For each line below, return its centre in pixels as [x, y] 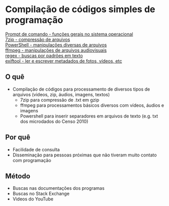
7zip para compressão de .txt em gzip [60, 100]
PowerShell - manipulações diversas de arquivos [56, 45]
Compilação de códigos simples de [80, 9]
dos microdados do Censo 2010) [54, 121]
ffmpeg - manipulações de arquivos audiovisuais [56, 50]
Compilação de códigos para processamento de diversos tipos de [81, 89]
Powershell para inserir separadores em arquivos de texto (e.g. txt [89, 116]
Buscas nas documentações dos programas [58, 188]
